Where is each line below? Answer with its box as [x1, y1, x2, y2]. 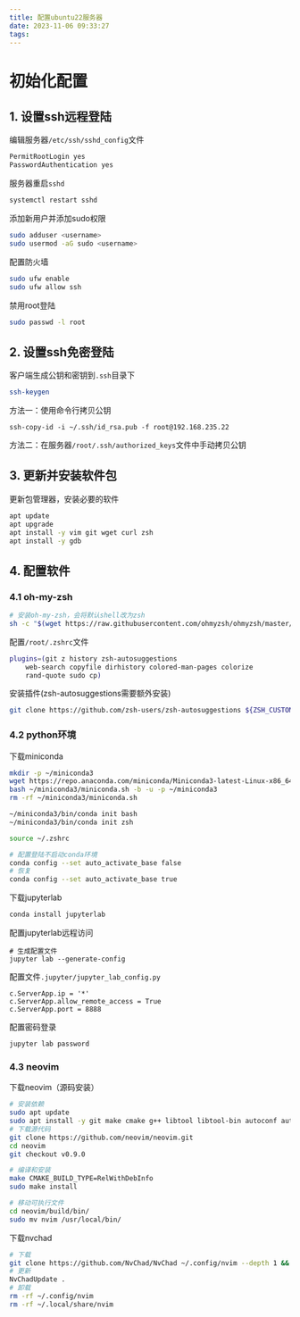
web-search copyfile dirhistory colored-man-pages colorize [25, 663, 254, 671]
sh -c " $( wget [9, 619, 62, 628]
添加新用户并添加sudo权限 [9, 213, 106, 223]
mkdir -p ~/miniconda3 [9, 769, 94, 778]
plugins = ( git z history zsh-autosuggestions [9, 654, 178, 663]
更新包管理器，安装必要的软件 [9, 493, 119, 504]
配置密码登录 [9, 1021, 56, 1032]
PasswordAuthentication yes [9, 161, 114, 170]
